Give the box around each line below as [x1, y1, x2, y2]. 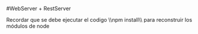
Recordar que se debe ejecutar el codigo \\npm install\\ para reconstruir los [6, 16, 193, 23]
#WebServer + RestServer [6, 5, 71, 12]
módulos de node [6, 23, 50, 29]
